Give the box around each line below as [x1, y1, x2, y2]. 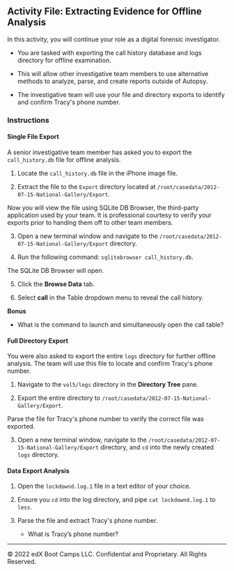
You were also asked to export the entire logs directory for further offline [7, 352, 216, 360]
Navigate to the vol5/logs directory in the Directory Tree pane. [17, 380, 198, 389]
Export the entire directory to [17, 394, 101, 402]
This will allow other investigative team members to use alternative [17, 69, 209, 77]
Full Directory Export [7, 336, 68, 345]
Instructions [7, 115, 50, 125]
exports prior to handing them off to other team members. [7, 218, 173, 226]
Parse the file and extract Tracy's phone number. [17, 517, 158, 525]
